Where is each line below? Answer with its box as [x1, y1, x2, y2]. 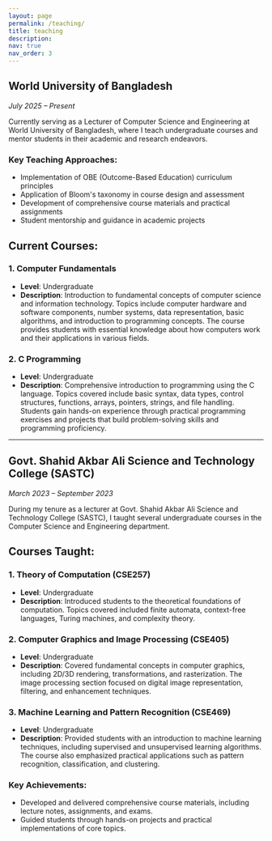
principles [19, 181, 54, 191]
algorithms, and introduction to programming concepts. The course [19, 316, 245, 325]
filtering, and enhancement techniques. [19, 686, 152, 696]
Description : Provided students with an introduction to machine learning [19, 733, 261, 743]
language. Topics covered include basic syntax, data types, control [19, 389, 244, 399]
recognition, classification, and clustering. [19, 759, 160, 769]
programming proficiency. [19, 423, 107, 433]
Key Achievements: [8, 779, 87, 791]
